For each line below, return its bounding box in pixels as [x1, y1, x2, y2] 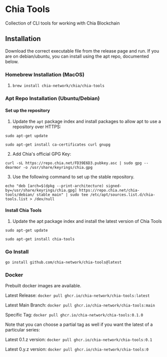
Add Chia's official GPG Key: [12, 151, 71, 157]
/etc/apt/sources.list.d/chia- [90, 192, 155, 197]
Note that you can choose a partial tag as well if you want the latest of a [5, 321, 153, 327]
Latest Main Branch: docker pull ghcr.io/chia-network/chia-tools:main [5, 302, 155, 308]
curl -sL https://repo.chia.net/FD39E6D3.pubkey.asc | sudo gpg [5, 161, 142, 166]
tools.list [5, 197, 28, 202]
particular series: [5, 326, 40, 332]
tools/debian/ [5, 192, 35, 197]
